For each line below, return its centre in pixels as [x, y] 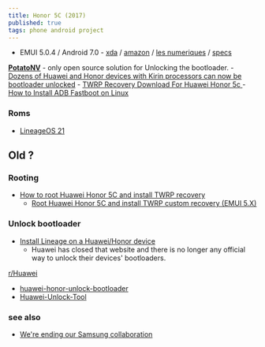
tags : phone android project [56, 30]
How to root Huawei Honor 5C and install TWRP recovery [112, 195]
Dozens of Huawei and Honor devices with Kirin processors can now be [125, 76]
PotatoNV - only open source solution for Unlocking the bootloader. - [121, 68]
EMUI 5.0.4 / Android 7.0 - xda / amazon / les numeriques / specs [126, 53]
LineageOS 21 [42, 130]
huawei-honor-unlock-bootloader [74, 288]
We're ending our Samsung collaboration [86, 334]
